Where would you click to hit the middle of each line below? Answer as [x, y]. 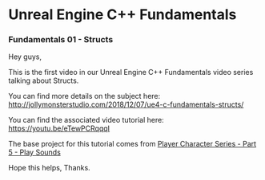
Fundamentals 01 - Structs [61, 40]
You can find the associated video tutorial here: [86, 120]
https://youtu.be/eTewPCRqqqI [59, 128]
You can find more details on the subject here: [84, 96]
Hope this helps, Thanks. [49, 168]
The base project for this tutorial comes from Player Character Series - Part [132, 144]
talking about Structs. [44, 80]
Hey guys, [25, 57]
